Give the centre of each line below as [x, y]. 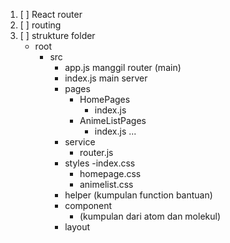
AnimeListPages [113, 120]
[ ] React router [51, 14]
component [88, 205]
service [80, 142]
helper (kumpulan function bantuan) [138, 195]
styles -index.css [100, 163]
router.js [96, 152]
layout [77, 227]
